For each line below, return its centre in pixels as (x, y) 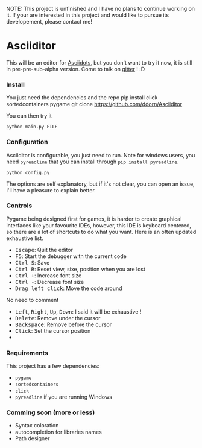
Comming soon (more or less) (51, 412)
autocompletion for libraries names (58, 432)
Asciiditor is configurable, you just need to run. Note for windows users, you (101, 155)
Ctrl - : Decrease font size (49, 282)
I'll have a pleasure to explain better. (51, 190)
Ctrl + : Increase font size (48, 275)
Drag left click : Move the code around (68, 288)
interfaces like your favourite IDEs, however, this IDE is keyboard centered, (99, 225)
